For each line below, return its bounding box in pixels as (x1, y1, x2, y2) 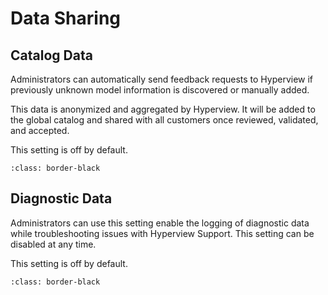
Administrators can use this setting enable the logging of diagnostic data (10, 217, 310, 229)
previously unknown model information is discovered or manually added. (10, 84, 310, 96)
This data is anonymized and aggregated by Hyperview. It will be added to (10, 103, 316, 115)
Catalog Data (10, 47, 93, 64)
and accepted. (10, 125, 70, 136)
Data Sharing (10, 7, 122, 30)
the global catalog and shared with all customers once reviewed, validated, (10, 114, 319, 126)
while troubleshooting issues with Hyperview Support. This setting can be (10, 227, 315, 239)
